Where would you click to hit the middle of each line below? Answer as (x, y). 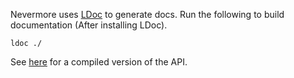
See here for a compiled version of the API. (99, 62)
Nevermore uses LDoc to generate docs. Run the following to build (147, 14)
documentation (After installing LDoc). (89, 25)
